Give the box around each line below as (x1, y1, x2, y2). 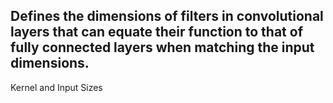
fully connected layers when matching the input (10, 39, 315, 56)
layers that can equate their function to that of (10, 24, 303, 41)
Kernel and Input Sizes (10, 81, 103, 93)
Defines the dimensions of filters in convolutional (10, 8, 324, 25)
